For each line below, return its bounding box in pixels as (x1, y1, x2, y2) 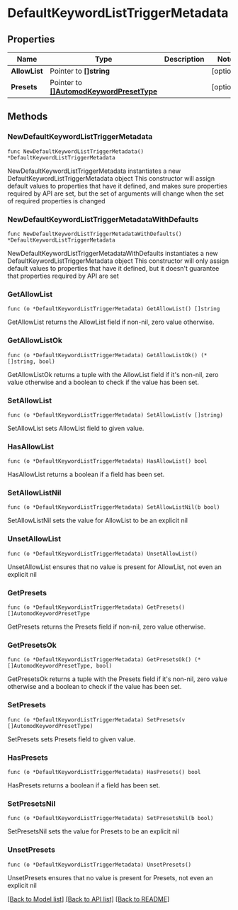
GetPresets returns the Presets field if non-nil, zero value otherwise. (7, 622, 206, 631)
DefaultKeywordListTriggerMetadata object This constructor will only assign (7, 257, 229, 265)
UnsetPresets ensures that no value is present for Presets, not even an (7, 873, 214, 882)
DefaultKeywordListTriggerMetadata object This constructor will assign (7, 174, 215, 182)
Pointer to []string (50, 66, 110, 76)
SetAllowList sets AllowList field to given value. (7, 424, 144, 432)
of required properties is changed (7, 196, 106, 205)
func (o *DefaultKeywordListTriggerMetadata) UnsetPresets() (7, 861, 192, 868)
